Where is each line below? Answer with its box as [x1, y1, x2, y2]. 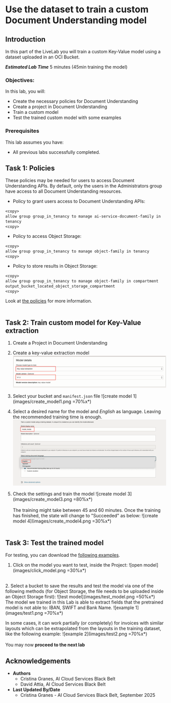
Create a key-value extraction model [12, 350, 89, 356]
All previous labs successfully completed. [12, 149, 101, 155]
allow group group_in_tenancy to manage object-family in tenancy [5, 249, 150, 254]
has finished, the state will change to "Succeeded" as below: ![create [12, 513, 158, 519]
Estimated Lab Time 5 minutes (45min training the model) [5, 64, 128, 70]
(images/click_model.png [12, 568, 66, 574]
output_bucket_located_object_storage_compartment [5, 284, 115, 289]
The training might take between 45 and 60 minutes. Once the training [12, 507, 161, 513]
